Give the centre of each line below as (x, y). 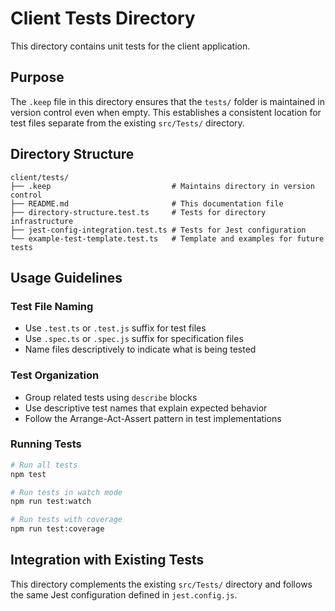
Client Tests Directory (103, 18)
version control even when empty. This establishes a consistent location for (166, 112)
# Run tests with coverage (66, 520)
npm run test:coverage (57, 529)
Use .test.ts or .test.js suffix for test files (115, 328)
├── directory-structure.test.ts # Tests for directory (138, 212)
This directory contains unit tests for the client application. (130, 46)
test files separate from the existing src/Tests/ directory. (127, 123)
